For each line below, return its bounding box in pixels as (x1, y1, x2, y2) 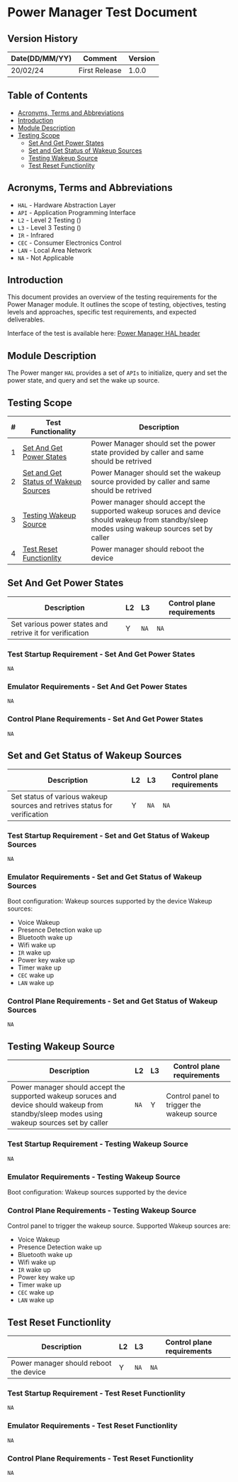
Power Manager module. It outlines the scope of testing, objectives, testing (7, 300, 227, 309)
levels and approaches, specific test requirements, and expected (7, 308, 197, 317)
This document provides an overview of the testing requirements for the (7, 292, 217, 302)
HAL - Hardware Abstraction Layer (17, 200, 116, 209)
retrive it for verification (11, 627, 89, 637)
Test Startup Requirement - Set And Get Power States (7, 649, 195, 659)
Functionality (30, 427, 76, 437)
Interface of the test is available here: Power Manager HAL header (7, 329, 200, 338)
